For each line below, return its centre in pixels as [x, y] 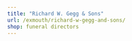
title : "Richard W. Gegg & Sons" [56, 14]
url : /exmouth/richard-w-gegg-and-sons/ [67, 20]
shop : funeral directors [43, 26]
